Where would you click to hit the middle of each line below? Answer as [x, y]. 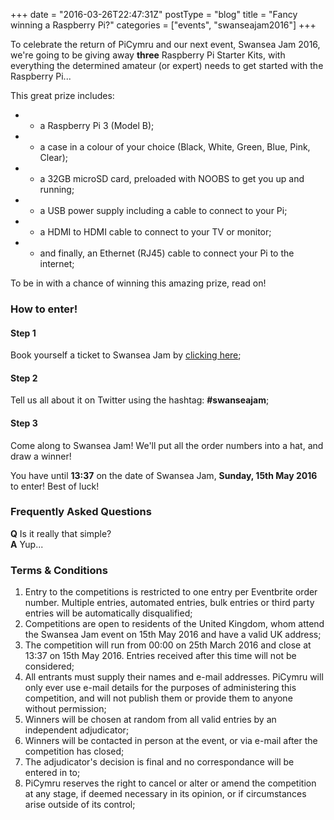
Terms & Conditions [59, 570]
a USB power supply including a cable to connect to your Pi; [163, 210]
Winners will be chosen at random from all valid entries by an [150, 720]
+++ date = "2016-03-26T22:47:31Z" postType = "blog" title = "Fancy [154, 14]
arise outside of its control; [80, 805]
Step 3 [24, 423]
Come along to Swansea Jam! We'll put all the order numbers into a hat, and [167, 445]
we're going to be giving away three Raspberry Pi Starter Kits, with [148, 55]
